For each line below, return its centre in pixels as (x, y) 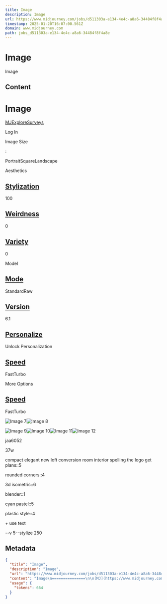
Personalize (24, 334)
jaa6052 (14, 440)
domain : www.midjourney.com (34, 28)
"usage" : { (21, 583)
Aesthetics (16, 171)
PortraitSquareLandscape (32, 161)
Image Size (17, 142)
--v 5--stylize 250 (24, 533)
